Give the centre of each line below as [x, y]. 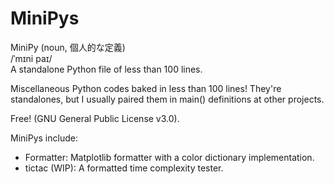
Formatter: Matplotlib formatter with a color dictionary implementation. [169, 157]
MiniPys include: [44, 138]
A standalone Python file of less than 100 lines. [106, 69]
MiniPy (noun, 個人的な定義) [68, 47]
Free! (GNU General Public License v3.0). [95, 118]
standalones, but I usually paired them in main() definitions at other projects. [167, 99]
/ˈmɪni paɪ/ [31, 58]
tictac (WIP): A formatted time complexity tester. [124, 168]
